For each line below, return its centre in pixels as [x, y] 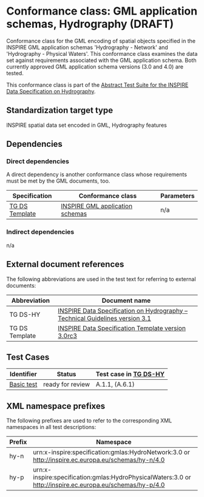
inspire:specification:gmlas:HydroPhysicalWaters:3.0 [108, 478]
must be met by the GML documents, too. [58, 181]
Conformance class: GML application [102, 11]
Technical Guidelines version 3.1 [104, 318]
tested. [15, 73]
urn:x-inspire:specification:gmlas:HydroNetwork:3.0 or [111, 452]
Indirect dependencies [40, 232]
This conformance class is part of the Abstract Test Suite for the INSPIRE [97, 85]
